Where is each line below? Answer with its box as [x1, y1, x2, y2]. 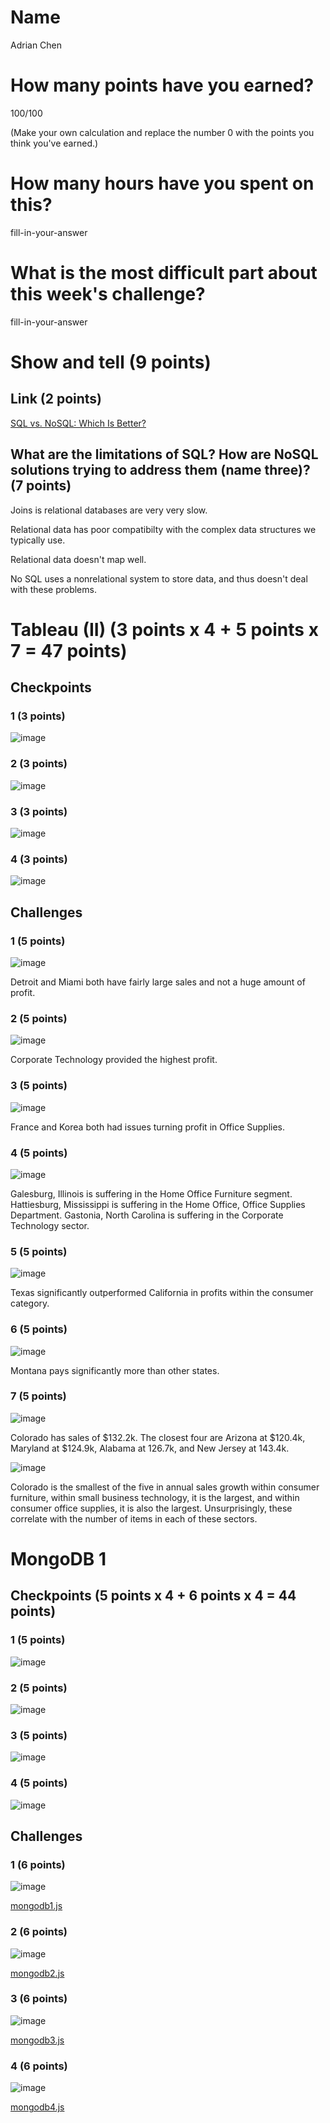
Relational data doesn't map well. [10, 553, 147, 565]
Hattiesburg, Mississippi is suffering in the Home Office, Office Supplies [10, 1198, 306, 1210]
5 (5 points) [10, 1244, 68, 1258]
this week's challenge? [10, 283, 206, 305]
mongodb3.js [10, 2034, 65, 2046]
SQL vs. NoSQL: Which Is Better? [10, 417, 147, 429]
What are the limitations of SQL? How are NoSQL [10, 446, 319, 463]
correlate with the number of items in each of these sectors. [10, 1512, 258, 1525]
